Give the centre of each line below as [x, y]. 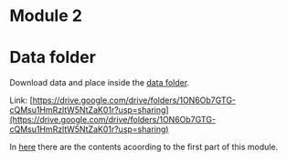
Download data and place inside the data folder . [100, 83]
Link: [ [21, 100]
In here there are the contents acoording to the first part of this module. [144, 147]
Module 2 [46, 16]
